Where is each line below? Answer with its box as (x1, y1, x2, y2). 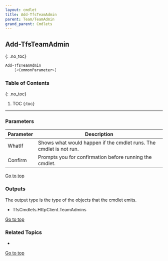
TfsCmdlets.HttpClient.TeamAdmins (12, 206, 86, 212)
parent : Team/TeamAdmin (5, 17, 55, 22)
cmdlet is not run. (37, 146, 79, 153)
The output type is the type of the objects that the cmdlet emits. (5, 197, 137, 203)
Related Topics (5, 229, 42, 236)
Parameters (5, 118, 34, 125)
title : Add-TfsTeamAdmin (5, 12, 57, 17)
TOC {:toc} (12, 101, 35, 107)
